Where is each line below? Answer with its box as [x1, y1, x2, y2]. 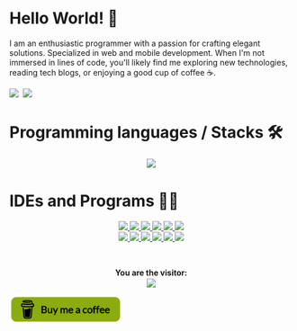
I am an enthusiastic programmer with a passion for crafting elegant [9, 38, 261, 49]
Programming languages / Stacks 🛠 [9, 122, 283, 143]
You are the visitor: [115, 267, 187, 278]
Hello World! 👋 [9, 8, 119, 29]
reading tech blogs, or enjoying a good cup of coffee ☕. [9, 67, 216, 77]
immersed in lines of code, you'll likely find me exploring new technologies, [9, 57, 288, 67]
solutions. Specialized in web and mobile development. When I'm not [9, 47, 265, 58]
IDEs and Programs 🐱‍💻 [9, 191, 179, 211]
